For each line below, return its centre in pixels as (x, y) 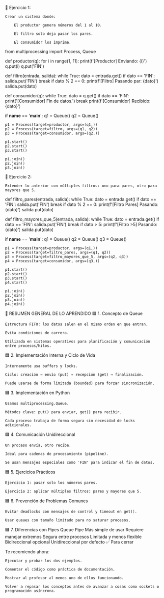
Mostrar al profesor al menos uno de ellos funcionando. (65, 578)
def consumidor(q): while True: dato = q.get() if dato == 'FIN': (67, 96)
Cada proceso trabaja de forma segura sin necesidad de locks (70, 421)
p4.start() (16, 283)
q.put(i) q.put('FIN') (25, 66)
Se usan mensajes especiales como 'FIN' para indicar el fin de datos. (80, 462)
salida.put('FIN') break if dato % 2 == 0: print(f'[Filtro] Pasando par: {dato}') (82, 81)
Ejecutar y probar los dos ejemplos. (44, 561)
